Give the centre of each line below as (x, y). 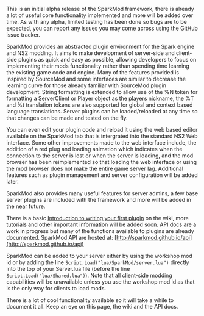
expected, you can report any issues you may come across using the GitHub (102, 28)
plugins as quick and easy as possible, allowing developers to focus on (107, 59)
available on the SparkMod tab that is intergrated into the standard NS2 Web (102, 136)
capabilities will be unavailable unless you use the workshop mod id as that (100, 282)
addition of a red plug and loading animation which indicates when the (94, 149)
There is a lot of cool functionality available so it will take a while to (90, 300)
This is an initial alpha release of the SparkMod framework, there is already (100, 9)
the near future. (26, 206)
